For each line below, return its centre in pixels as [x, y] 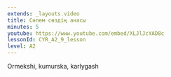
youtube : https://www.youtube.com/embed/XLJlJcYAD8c [86, 33]
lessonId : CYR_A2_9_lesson [47, 40]
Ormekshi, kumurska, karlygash [53, 66]
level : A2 [22, 46]
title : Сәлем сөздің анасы [47, 20]
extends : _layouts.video [43, 14]
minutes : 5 [23, 27]
